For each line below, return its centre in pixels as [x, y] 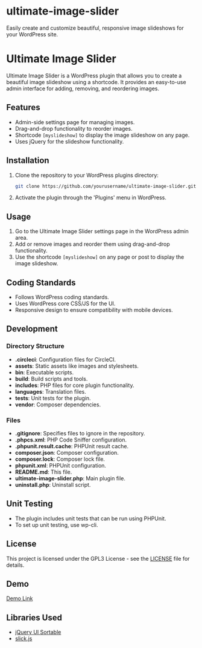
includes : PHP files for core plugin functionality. [74, 385]
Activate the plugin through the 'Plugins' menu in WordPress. [91, 197]
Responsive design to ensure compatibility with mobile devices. [94, 310]
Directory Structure [35, 346]
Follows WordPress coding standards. [62, 297]
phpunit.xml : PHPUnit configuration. [61, 465]
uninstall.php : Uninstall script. [53, 484]
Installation [28, 161]
